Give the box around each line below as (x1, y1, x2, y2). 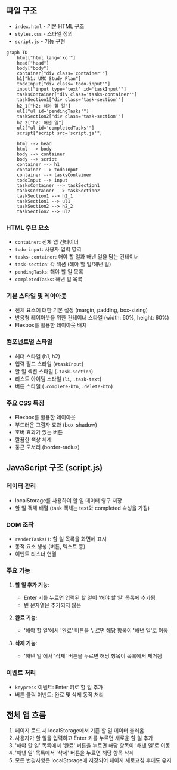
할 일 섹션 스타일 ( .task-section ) (14, 367, 94, 375)
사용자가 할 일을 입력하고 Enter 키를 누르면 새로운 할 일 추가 (14, 734, 153, 742)
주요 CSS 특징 (6, 399, 45, 407)
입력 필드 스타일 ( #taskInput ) (14, 360, 84, 367)
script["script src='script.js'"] (17, 130, 103, 136)
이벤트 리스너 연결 (14, 550, 57, 557)
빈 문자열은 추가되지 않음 (23, 602, 82, 609)
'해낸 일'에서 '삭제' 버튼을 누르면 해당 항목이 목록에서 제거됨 (23, 652, 162, 659)
